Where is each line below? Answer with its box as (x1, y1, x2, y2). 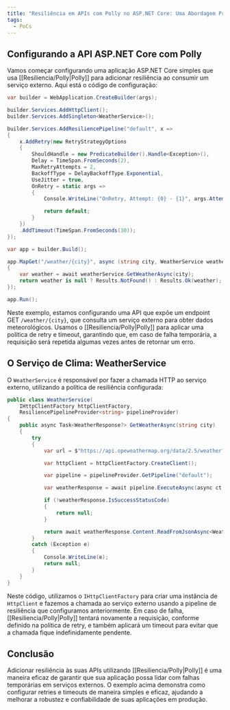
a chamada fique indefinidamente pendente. (7, 628, 132, 637)
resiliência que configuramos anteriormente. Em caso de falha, (7, 606, 184, 615)
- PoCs (13, 23, 32, 29)
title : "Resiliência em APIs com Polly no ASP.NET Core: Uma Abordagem (7, 10, 216, 17)
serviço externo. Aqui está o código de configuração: (7, 81, 157, 89)
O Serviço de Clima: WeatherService (7, 357, 166, 369)
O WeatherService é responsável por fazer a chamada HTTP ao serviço (7, 375, 207, 384)
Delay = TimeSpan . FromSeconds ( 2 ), (31, 157, 130, 165)
